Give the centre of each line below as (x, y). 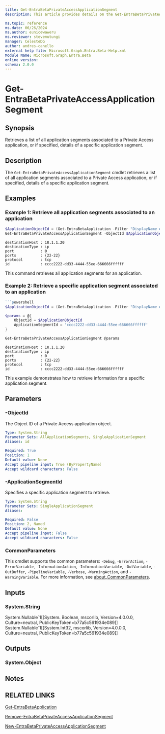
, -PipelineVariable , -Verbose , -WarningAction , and (77, 572)
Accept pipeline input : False (36, 533)
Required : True (21, 451)
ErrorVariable (20, 567)
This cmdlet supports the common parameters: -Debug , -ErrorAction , (75, 561)
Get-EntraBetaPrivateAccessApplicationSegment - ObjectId (65, 233)
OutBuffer (15, 572)
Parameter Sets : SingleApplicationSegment (49, 506)
